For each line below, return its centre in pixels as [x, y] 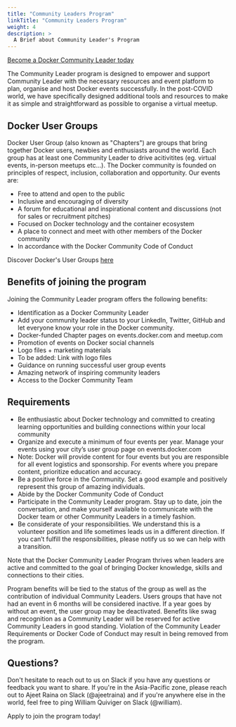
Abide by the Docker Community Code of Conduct [90, 494]
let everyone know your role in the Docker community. [96, 328]
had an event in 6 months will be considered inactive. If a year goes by [110, 604]
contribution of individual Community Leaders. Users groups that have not [114, 596]
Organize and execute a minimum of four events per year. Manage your [120, 442]
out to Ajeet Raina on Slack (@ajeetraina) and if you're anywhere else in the [117, 695]
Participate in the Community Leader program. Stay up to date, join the [120, 502]
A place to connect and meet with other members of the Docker [110, 231]
